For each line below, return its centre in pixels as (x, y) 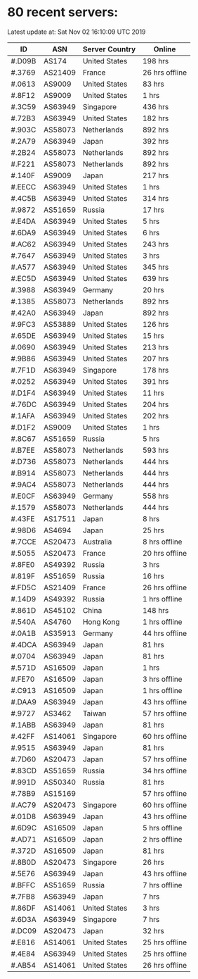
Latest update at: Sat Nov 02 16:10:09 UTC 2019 (77, 32)
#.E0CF (23, 496)
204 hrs (156, 404)
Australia (97, 542)
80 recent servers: (63, 12)
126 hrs (156, 324)
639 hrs (156, 278)
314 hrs (156, 198)
